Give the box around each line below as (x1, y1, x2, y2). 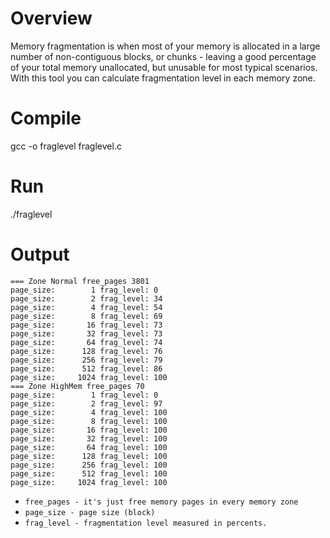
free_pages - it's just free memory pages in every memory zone (24, 497, 299, 507)
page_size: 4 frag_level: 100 (10, 407, 168, 417)
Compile (10, 107, 82, 130)
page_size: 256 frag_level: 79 (10, 355, 163, 365)
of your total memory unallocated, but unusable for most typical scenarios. (10, 61, 318, 73)
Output (10, 243, 70, 266)
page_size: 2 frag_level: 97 (10, 398, 163, 409)
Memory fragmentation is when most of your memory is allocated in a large (10, 40, 321, 52)
